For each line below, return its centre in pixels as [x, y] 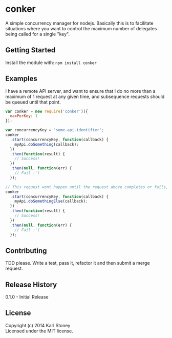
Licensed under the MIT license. [39, 331]
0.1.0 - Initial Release [27, 297]
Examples [21, 79]
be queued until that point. [33, 102]
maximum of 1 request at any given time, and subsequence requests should [85, 96]
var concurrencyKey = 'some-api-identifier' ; [55, 130]
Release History [31, 284]
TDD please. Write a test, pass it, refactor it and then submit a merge [78, 263]
